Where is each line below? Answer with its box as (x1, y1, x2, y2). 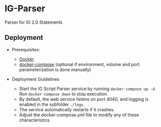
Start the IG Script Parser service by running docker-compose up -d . (19, 86, 156, 92)
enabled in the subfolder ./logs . (19, 101, 85, 107)
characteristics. (19, 117, 51, 123)
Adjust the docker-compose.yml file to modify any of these (19, 112, 139, 118)
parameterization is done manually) (19, 66, 91, 72)
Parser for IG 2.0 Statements (4, 19, 63, 25)
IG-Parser (4, 3, 45, 14)
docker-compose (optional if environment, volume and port (19, 61, 140, 67)
